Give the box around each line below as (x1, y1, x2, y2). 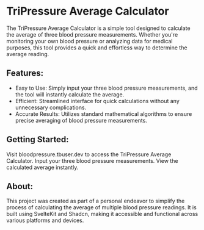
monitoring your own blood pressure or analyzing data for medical (6, 37, 173, 45)
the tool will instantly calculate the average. (15, 90, 125, 98)
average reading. (6, 50, 49, 57)
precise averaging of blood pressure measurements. (15, 117, 148, 124)
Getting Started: (6, 134, 69, 145)
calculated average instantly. (6, 164, 79, 171)
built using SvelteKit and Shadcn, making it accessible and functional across (6, 210, 199, 218)
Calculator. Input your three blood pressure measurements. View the (6, 157, 178, 164)
